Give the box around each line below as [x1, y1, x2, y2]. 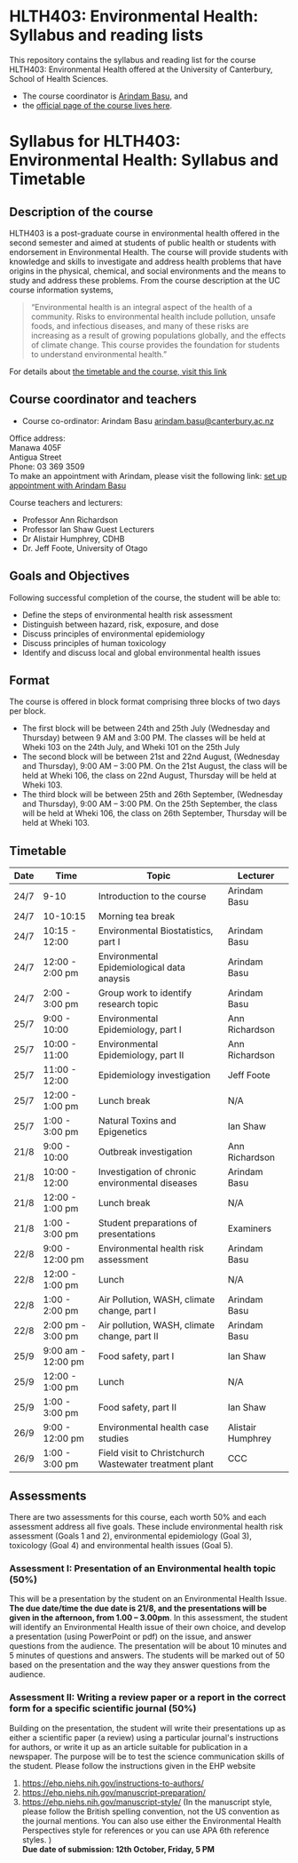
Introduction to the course [98, 891, 207, 903]
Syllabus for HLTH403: [9, 132, 181, 152]
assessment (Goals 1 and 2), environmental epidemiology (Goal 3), [9, 1531, 253, 1541]
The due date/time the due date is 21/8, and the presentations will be [9, 1603, 268, 1614]
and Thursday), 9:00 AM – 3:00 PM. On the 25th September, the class [21, 798, 278, 810]
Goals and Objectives [9, 569, 130, 584]
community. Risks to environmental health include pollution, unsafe [30, 311, 277, 322]
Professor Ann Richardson [21, 514, 118, 525]
